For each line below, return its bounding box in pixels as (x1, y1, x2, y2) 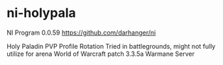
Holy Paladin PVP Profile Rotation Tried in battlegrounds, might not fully (6, 42, 216, 50)
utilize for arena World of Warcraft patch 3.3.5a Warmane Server (6, 49, 195, 58)
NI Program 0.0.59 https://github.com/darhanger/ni (6, 28, 156, 37)
